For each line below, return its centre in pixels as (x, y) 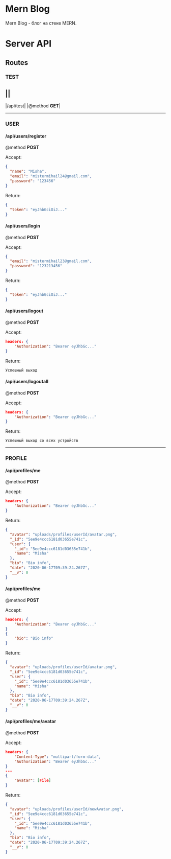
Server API (28, 44)
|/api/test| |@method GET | (33, 106)
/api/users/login (23, 226)
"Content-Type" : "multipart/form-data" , (58, 757)
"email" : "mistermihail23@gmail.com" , (51, 261)
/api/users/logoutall (27, 382)
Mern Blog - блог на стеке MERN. (41, 23)
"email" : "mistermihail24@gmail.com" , (51, 176)
